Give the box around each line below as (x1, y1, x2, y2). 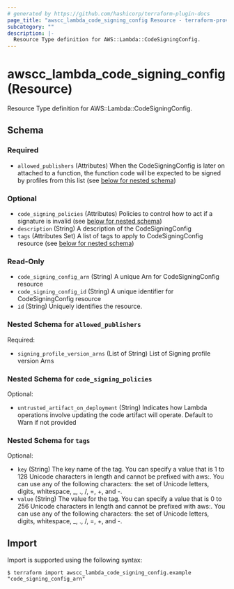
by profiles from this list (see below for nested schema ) (17, 176, 176, 184)
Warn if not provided (17, 418, 77, 426)
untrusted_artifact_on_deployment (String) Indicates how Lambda (17, 403, 208, 412)
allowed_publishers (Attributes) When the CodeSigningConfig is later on (17, 161, 225, 170)
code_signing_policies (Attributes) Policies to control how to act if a (17, 210, 213, 218)
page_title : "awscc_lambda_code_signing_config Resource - (7, 17, 182, 24)
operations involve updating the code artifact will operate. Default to (17, 410, 214, 419)
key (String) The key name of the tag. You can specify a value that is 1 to (17, 465, 225, 474)
